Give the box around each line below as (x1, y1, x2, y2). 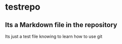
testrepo (5, 1, 41, 13)
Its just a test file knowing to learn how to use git (5, 33, 102, 39)
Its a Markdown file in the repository (5, 21, 118, 29)
